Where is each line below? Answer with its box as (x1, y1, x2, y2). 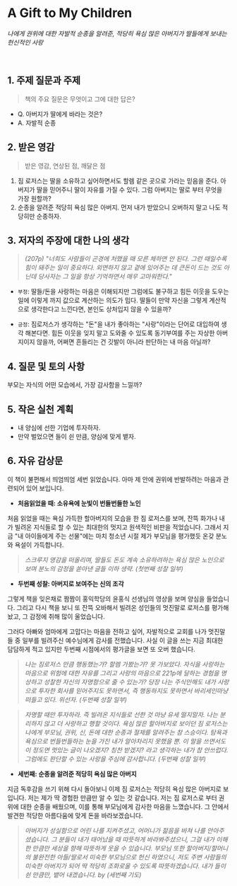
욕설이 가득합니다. (14, 540, 64, 549)
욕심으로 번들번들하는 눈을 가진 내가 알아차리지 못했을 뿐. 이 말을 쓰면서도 (24, 737, 226, 745)
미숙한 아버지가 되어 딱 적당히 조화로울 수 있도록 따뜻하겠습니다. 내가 (24, 861, 213, 870)
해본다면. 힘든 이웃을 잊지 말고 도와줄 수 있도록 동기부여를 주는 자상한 (25, 329, 215, 338)
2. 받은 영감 (7, 142, 55, 154)
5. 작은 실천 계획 (7, 403, 74, 415)
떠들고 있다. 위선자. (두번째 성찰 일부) (24, 695, 127, 703)
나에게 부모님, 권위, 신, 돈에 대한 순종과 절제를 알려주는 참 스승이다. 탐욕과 (24, 727, 228, 737)
